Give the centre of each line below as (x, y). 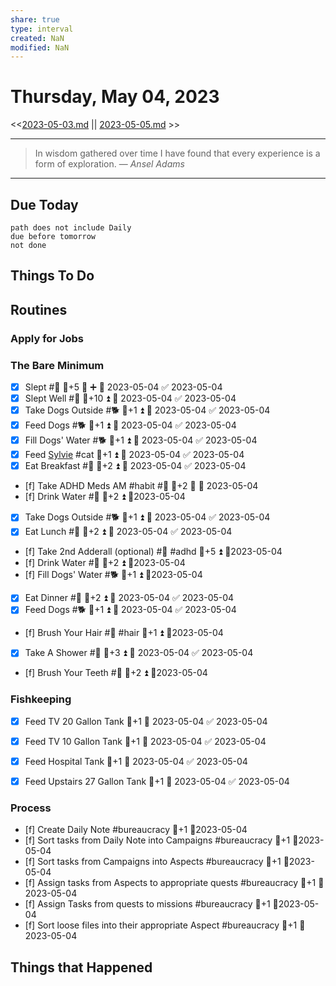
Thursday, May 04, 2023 (115, 97)
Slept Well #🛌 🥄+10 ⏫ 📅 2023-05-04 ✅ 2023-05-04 (130, 398)
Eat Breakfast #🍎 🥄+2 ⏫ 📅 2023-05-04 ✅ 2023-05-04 (135, 466)
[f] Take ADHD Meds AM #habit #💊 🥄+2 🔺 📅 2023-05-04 (141, 486)
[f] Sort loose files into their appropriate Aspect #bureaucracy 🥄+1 (161, 925)
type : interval (42, 29)
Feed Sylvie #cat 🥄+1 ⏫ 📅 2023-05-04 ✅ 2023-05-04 (134, 455)
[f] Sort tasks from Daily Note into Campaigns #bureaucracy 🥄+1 (157, 840)
